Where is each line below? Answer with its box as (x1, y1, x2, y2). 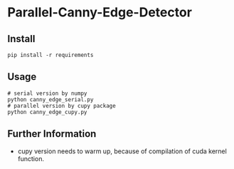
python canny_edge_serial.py (7, 96, 94, 103)
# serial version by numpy (7, 90, 87, 97)
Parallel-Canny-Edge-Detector (7, 4, 192, 21)
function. (17, 154, 45, 163)
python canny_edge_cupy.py (7, 108, 87, 116)
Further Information (7, 128, 97, 140)
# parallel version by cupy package (7, 102, 116, 109)
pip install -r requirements (7, 51, 94, 58)
